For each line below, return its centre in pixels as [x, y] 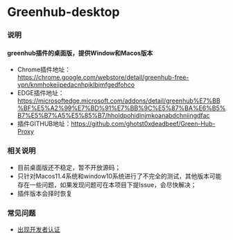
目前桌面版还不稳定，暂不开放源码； [69, 167]
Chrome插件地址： [44, 69]
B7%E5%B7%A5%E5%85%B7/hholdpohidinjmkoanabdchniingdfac [113, 116]
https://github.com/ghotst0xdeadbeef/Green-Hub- [144, 124]
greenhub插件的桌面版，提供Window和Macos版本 [80, 53]
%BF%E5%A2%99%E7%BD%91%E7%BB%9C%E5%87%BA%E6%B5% [121, 108]
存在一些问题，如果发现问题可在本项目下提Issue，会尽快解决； [107, 185]
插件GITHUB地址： [44, 124]
